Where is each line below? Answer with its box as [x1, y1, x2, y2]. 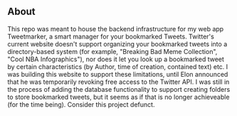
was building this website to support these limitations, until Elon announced [7, 70, 228, 78]
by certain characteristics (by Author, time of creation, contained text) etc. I [7, 62, 228, 70]
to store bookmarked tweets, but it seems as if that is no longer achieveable [7, 93, 230, 101]
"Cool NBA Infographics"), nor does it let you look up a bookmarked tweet [7, 55, 224, 63]
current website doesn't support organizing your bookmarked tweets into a [7, 39, 228, 48]
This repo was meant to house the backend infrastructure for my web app [7, 24, 224, 33]
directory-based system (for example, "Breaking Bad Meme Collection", [7, 47, 218, 56]
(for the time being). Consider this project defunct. [7, 100, 155, 109]
